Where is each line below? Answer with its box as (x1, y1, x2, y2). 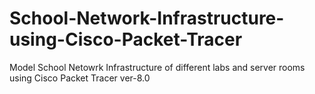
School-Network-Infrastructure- (9, 7, 285, 30)
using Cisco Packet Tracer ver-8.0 (9, 72, 151, 84)
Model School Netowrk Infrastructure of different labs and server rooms (9, 61, 306, 73)
